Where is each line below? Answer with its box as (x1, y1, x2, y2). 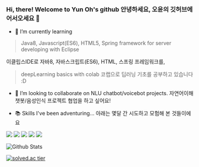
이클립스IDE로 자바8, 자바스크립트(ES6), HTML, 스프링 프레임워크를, (6, 58, 166, 65)
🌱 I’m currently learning (14, 28, 73, 35)
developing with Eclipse (20, 46, 79, 53)
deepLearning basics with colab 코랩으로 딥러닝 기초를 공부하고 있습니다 (20, 71, 194, 78)
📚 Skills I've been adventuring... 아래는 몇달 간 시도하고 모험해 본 (14, 110, 171, 117)
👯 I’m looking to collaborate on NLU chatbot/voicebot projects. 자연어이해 (14, 90, 194, 97)
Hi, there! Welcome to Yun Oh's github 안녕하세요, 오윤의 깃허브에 (6, 5, 193, 13)
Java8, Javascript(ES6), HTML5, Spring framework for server (20, 40, 172, 47)
